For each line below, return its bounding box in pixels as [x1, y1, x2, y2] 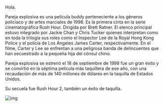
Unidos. [5, 76, 21, 82]
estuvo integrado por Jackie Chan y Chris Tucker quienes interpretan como [5, 30, 159, 35]
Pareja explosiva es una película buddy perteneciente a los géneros [5, 14, 143, 19]
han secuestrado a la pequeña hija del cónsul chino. [5, 51, 111, 56]
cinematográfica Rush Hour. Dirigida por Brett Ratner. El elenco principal [5, 24, 152, 30]
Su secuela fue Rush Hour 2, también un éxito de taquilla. [5, 86, 122, 91]
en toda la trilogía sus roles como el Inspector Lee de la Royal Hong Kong [5, 35, 154, 41]
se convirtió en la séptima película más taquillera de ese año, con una [5, 65, 147, 71]
